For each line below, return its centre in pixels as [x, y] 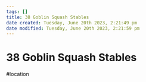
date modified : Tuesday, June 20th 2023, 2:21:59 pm [73, 28]
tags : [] [17, 12]
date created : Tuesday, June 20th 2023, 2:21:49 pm [72, 23]
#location [18, 74]
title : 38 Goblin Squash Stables [48, 17]
